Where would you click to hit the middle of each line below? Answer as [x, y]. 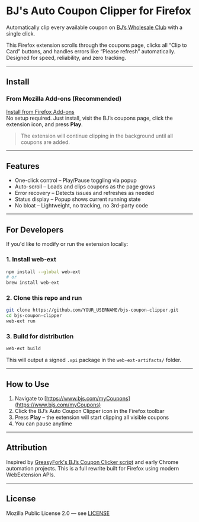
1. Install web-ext [31, 260]
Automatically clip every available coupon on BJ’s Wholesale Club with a [94, 27]
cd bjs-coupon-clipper [34, 316]
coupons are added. [45, 142]
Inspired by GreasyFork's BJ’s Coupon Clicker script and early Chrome [92, 462]
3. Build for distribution [40, 337]
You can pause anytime [43, 424]
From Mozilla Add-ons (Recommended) [64, 99]
